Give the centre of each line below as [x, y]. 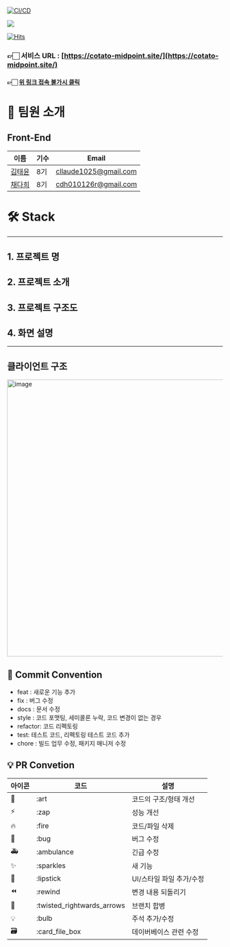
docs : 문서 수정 [38, 709]
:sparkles [51, 865]
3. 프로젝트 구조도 [42, 307]
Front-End [29, 138]
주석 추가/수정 [153, 918]
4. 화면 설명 [30, 333]
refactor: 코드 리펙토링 [48, 726]
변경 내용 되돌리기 [159, 892]
